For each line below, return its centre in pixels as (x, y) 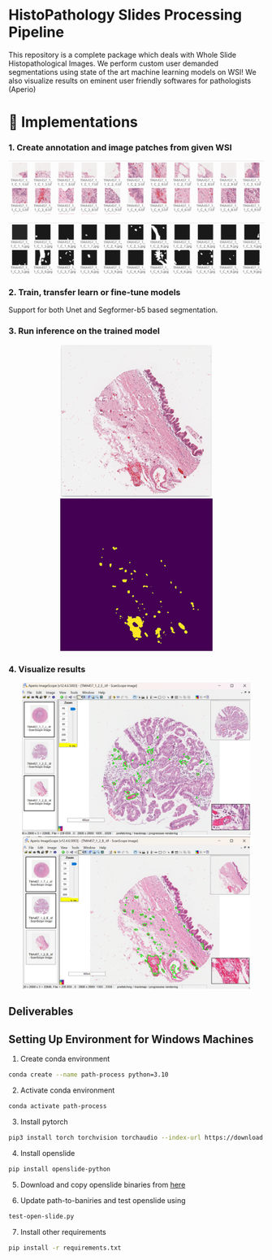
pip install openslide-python (60, 1169)
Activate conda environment (67, 1090)
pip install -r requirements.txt (65, 1248)
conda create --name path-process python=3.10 (89, 1075)
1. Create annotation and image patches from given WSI (121, 148)
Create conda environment (65, 1059)
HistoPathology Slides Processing (125, 15)
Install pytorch (44, 1121)
